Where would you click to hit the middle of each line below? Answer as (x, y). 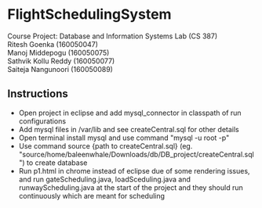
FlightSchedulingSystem (89, 14)
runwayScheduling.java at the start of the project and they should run (131, 187)
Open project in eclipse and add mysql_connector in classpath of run (130, 113)
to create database (57, 163)
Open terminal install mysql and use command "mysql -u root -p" (124, 138)
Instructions (38, 94)
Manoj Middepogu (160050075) (58, 52)
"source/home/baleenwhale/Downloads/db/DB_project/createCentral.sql (136, 154)
